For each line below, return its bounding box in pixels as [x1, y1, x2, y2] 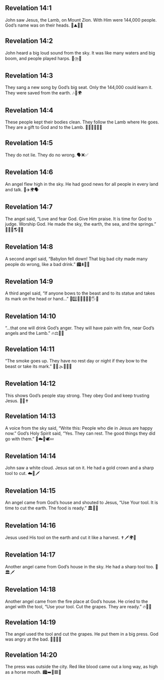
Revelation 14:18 [5, 585, 56, 594]
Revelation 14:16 [5, 521, 56, 530]
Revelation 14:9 [5, 277, 53, 286]
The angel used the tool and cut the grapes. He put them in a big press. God [5, 631, 159, 637]
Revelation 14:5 [5, 139, 53, 147]
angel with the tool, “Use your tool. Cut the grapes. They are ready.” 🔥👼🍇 [5, 603, 152, 609]
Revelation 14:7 [5, 203, 53, 211]
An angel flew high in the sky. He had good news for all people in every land [5, 181, 159, 187]
